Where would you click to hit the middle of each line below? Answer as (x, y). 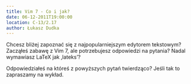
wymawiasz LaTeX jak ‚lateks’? (43, 57)
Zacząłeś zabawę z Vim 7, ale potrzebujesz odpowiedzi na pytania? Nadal (96, 51)
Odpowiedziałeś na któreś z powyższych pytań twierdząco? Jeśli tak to (93, 69)
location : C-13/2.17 (32, 22)
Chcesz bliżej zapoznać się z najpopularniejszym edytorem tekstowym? (94, 45)
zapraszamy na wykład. (35, 75)
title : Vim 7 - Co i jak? (38, 11)
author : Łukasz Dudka (33, 28)
